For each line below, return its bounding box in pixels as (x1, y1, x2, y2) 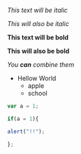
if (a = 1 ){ (7, 115, 39, 122)
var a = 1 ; (7, 103, 39, 110)
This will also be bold (7, 47, 70, 55)
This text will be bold (7, 33, 68, 41)
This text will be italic (7, 6, 68, 14)
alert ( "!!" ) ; (7, 128, 45, 135)
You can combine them (7, 60, 75, 69)
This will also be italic (7, 20, 70, 27)
